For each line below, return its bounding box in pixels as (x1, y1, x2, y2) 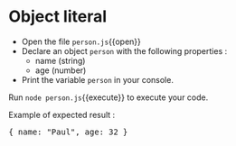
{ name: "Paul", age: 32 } (8, 126, 128, 137)
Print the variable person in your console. (21, 74, 174, 85)
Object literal (8, 6, 108, 27)
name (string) (34, 55, 86, 66)
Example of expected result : (8, 109, 116, 120)
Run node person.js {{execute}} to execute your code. (8, 92, 209, 103)
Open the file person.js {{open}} (21, 36, 142, 47)
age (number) (34, 65, 87, 76)
